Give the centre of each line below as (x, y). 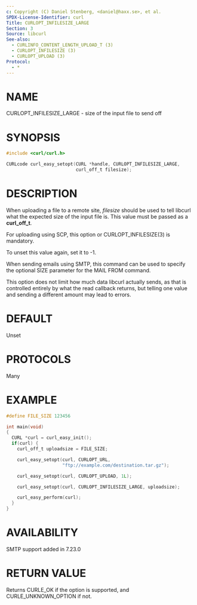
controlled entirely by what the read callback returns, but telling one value (97, 288)
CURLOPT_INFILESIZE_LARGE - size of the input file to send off (84, 113)
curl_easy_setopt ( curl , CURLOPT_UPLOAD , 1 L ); (75, 476)
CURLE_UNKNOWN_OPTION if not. (49, 596)
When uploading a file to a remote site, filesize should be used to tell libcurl (98, 210)
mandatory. (20, 241)
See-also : (19, 39)
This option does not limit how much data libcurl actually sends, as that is (96, 282)
